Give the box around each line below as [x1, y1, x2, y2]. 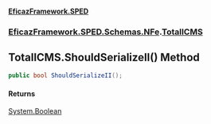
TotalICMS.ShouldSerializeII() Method [8, 50, 201, 64]
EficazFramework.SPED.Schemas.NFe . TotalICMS [8, 26, 203, 37]
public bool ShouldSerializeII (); [8, 72, 123, 79]
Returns [8, 88, 36, 99]
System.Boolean [8, 107, 62, 116]
